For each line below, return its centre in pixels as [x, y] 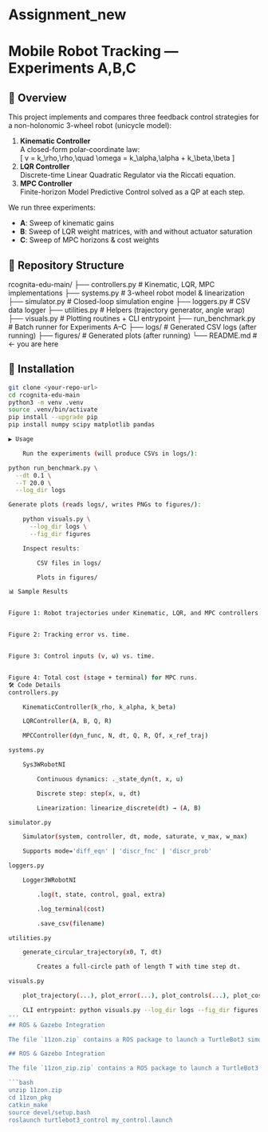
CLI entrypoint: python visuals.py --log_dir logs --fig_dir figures [141, 1010]
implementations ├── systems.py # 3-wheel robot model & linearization [126, 293]
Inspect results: [51, 548]
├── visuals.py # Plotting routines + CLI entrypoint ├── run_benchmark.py [132, 318]
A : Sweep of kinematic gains [67, 223]
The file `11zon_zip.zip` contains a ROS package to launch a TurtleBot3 [134, 1068]
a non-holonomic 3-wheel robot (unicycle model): [90, 126]
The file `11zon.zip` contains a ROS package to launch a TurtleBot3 [126, 1039]
